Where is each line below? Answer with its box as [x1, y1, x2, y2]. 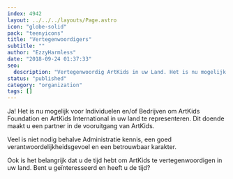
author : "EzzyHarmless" [7, 49, 77, 56]
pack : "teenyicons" [7, 29, 64, 37]
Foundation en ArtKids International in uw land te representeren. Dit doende [7, 114, 225, 123]
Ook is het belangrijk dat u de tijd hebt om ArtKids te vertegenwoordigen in [7, 156, 223, 164]
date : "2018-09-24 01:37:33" [7, 56, 92, 63]
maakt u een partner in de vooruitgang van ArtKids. [7, 122, 155, 130]
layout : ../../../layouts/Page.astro [7, 17, 117, 24]
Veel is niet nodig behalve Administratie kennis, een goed [7, 135, 172, 143]
